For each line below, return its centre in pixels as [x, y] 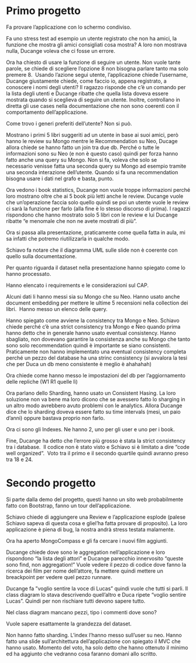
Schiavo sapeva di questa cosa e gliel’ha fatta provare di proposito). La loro [97, 523]
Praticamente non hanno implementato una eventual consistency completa [96, 351]
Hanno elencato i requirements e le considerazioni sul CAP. [78, 285]
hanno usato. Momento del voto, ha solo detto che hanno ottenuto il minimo [97, 647]
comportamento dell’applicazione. [47, 112]
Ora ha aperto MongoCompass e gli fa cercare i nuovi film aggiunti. [87, 540]
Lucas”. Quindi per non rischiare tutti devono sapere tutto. [76, 601]
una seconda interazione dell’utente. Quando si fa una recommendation [92, 172]
